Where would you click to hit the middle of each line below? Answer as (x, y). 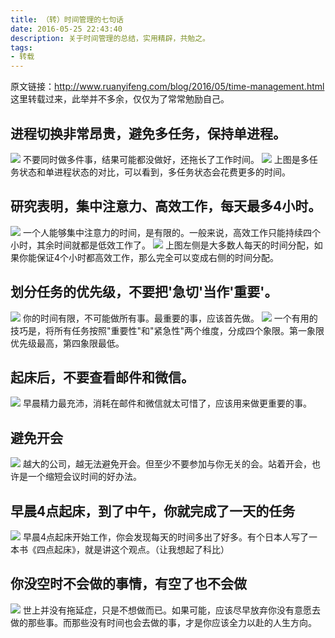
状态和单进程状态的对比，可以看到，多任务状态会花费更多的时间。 (154, 172)
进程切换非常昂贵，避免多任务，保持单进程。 (148, 133)
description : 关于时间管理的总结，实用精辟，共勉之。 (110, 38)
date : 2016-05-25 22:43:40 (66, 29)
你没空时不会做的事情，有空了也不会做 (128, 584)
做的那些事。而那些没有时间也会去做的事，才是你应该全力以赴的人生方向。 (163, 622)
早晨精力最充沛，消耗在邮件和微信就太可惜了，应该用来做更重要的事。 (167, 403)
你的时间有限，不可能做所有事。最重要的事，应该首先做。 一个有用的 (170, 318)
